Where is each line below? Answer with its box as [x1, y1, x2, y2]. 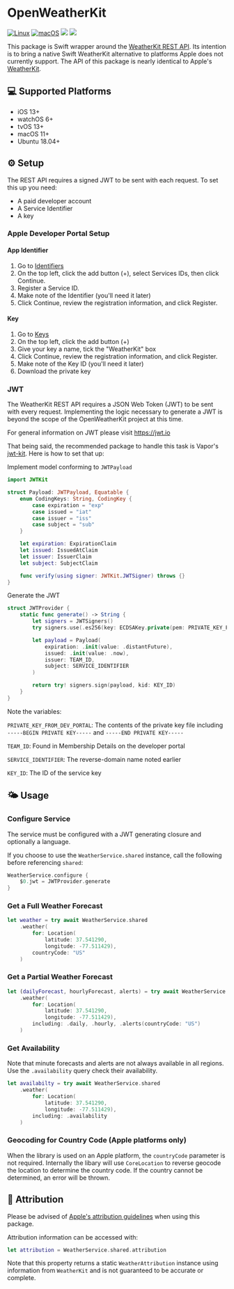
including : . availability [32, 1112, 108, 1119]
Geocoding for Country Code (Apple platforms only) [7, 1135, 187, 1145]
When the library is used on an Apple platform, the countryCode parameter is [7, 1151, 226, 1159]
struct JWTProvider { [7, 604, 70, 612]
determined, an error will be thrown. [7, 1173, 110, 1182]
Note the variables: [7, 707, 62, 715]
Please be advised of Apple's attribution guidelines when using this [7, 1212, 201, 1220]
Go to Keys [17, 329, 49, 338]
